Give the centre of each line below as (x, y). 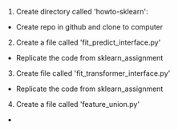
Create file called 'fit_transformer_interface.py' (93, 73)
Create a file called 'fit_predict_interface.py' (88, 42)
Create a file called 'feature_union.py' (78, 104)
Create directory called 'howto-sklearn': (82, 12)
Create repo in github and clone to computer (89, 27)
